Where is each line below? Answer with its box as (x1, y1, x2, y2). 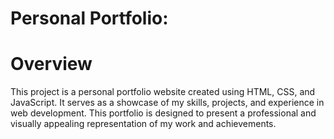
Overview (10, 53, 93, 76)
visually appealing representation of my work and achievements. (10, 118, 277, 130)
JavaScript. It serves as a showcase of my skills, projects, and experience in (10, 97, 325, 109)
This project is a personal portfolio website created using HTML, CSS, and (10, 86, 316, 98)
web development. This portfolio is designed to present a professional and (10, 107, 317, 119)
